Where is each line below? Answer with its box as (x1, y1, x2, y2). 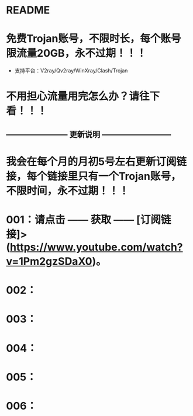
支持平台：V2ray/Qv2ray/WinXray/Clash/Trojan (14, 67, 128, 74)
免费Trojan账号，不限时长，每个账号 (6, 32, 181, 46)
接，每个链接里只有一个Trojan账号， (6, 169, 181, 183)
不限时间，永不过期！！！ (6, 184, 130, 197)
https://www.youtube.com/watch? (9, 241, 183, 254)
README (6, 4, 50, 17)
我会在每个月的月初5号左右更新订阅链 (6, 155, 187, 168)
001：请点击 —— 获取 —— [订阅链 (6, 213, 171, 227)
